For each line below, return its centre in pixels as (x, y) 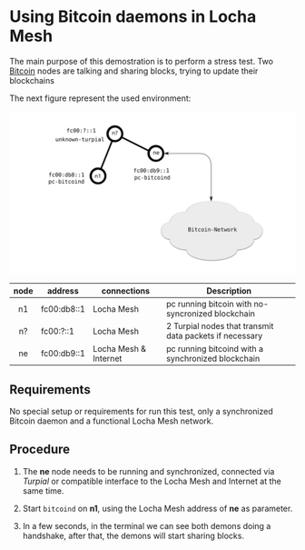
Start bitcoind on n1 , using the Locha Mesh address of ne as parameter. (157, 508)
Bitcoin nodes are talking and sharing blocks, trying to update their (134, 71)
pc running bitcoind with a (215, 348)
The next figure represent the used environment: (100, 98)
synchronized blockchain (213, 358)
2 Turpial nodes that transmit (220, 326)
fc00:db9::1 (63, 354)
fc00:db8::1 (63, 309)
